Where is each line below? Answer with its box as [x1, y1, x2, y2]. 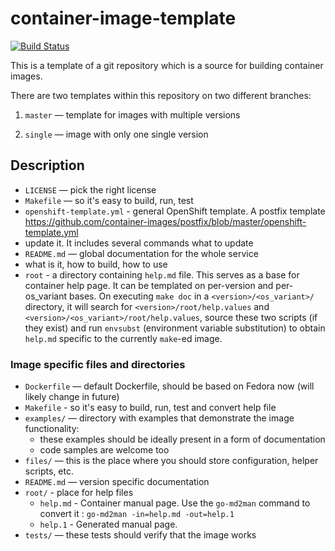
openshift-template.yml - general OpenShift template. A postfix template [24, 205, 326, 217]
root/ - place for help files [24, 487, 134, 499]
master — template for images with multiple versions [24, 108, 241, 121]
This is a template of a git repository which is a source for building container [10, 59, 324, 71]
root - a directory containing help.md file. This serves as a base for [24, 268, 300, 281]
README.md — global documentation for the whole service [24, 247, 259, 259]
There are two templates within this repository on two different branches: [10, 89, 312, 101]
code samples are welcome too [39, 444, 170, 456]
